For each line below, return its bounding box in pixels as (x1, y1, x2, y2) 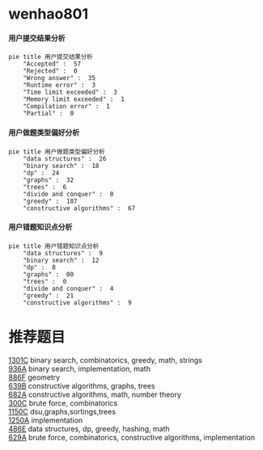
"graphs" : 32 (23, 175, 74, 184)
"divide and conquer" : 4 (23, 284, 114, 292)
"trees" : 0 (23, 277, 67, 285)
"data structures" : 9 (23, 249, 104, 257)
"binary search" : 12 (23, 256, 100, 264)
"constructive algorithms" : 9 (23, 298, 132, 307)
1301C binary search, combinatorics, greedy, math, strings (8, 355, 202, 364)
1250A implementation (8, 415, 83, 425)
